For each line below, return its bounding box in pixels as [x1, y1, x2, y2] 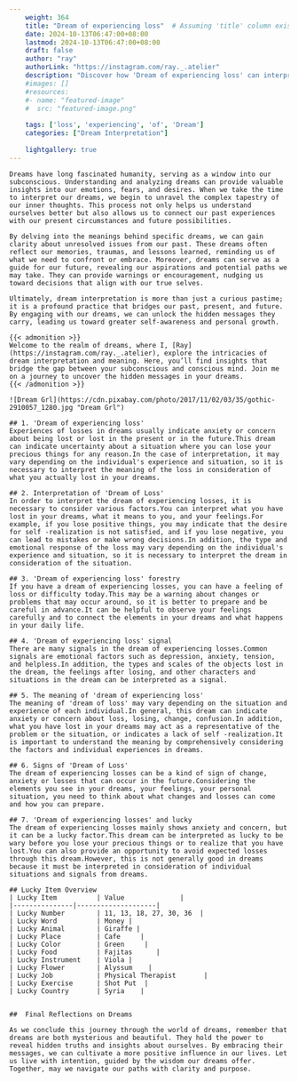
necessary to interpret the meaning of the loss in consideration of [9, 465, 272, 474]
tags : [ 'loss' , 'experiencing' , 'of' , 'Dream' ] [25, 121, 204, 130]
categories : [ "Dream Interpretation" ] [25, 129, 169, 138]
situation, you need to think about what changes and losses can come [9, 792, 276, 801]
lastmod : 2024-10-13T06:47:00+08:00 [25, 37, 161, 47]
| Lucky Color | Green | [9, 940, 149, 949]
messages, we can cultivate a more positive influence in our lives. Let [9, 1048, 288, 1058]
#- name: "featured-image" [25, 95, 125, 105]
